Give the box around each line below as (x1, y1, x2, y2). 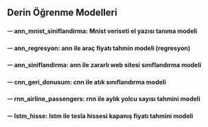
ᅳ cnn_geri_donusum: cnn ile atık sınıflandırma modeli (7, 78, 166, 86)
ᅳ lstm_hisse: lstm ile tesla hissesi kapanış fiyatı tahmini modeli (7, 111, 194, 120)
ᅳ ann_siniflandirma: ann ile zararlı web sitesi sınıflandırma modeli (7, 61, 202, 69)
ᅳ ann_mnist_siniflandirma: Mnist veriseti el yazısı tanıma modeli (7, 27, 198, 35)
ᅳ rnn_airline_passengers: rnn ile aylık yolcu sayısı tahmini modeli (7, 95, 200, 103)
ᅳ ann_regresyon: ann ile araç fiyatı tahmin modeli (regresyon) (7, 44, 191, 52)
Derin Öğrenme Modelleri (7, 7, 118, 19)
